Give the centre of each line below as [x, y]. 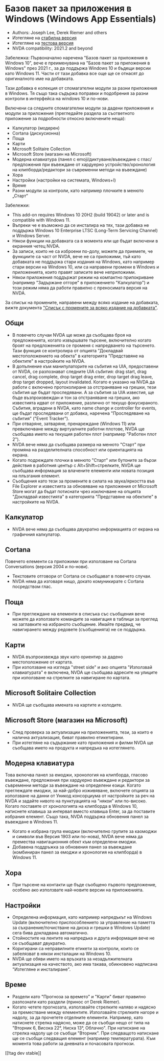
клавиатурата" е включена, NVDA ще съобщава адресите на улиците [85, 672]
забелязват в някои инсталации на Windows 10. [62, 954]
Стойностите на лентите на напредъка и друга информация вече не [83, 938]
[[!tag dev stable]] [23, 1053]
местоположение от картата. [43, 662]
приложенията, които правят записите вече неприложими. [74, 272]
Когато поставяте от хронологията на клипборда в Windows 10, [71, 806]
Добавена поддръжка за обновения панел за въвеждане [72, 847]
